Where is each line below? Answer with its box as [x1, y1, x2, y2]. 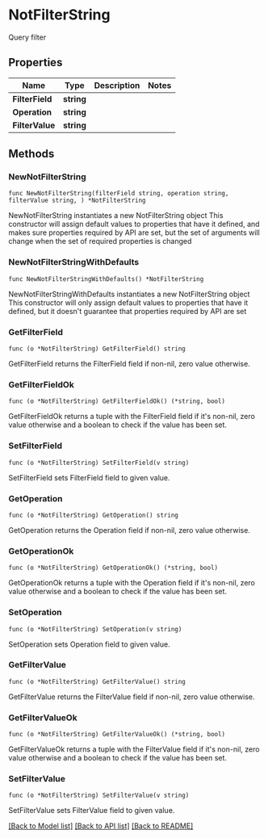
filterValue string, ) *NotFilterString [8, 196, 147, 205]
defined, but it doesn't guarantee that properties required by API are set [8, 306, 247, 316]
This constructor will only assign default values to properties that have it [8, 297, 249, 308]
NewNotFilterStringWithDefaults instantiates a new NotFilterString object [8, 289, 250, 299]
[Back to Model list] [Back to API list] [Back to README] [8, 821, 194, 831]
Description [94, 79, 140, 90]
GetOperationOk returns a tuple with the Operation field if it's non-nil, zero [8, 578, 256, 588]
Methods [8, 147, 55, 161]
